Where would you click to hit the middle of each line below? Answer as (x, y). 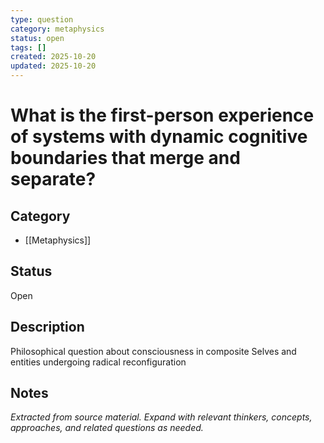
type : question (42, 19)
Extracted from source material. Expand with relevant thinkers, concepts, (161, 417)
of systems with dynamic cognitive (159, 137)
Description (47, 327)
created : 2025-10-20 (53, 57)
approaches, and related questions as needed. (107, 428)
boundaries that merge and (125, 158)
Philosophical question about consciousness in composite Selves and (153, 351)
